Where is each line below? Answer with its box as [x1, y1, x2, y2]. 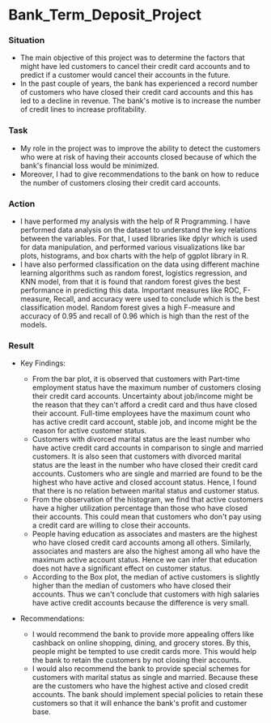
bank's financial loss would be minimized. [19, 160, 159, 170]
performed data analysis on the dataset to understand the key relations [19, 225, 257, 235]
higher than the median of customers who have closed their [32, 581, 232, 591]
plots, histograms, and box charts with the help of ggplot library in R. [19, 251, 249, 261]
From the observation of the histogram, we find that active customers [32, 494, 264, 504]
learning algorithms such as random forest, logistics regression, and [19, 268, 248, 278]
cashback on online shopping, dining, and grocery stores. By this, [32, 638, 252, 648]
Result [8, 340, 35, 351]
